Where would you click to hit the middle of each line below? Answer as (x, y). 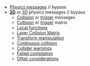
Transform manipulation (40, 38)
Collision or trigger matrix (42, 22)
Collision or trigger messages (46, 17)
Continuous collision (37, 43)
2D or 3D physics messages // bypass (47, 12)
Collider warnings (34, 48)
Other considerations (38, 58)
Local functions (32, 28)
